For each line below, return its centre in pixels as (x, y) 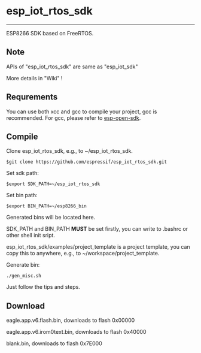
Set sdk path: (22, 173)
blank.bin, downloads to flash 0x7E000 (54, 343)
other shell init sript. (31, 236)
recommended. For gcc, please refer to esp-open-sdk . (74, 117)
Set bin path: (22, 195)
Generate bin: (23, 265)
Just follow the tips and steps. (43, 287)
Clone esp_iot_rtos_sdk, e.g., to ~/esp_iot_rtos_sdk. (70, 151)
